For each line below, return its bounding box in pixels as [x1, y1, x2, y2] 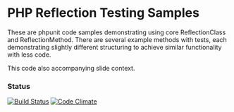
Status [7, 81, 30, 91]
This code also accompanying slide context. [7, 64, 135, 72]
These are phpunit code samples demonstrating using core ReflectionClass [7, 28, 226, 36]
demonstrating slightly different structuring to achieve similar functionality [7, 43, 222, 51]
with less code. [7, 50, 51, 59]
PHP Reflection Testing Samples [7, 5, 199, 21]
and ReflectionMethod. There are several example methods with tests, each [7, 35, 227, 43]
